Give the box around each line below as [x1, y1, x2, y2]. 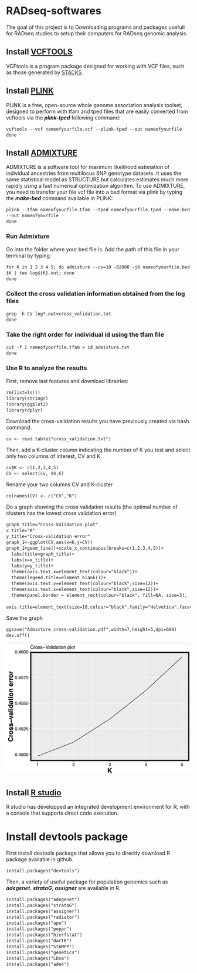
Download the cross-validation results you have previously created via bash [6, 417, 189, 424]
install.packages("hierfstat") [6, 932, 83, 938]
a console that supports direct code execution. [6, 809, 119, 816]
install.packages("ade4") [6, 961, 69, 968]
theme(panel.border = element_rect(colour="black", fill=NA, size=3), [11, 592, 188, 598]
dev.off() [6, 632, 30, 638]
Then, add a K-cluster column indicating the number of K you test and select [6, 446, 191, 453]
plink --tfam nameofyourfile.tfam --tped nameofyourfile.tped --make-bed [6, 207, 191, 213]
